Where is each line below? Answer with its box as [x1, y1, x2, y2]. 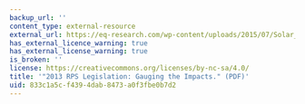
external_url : [9, 30, 64, 39]
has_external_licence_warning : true [9, 38, 148, 48]
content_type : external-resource [9, 22, 136, 31]
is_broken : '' [9, 55, 64, 64]
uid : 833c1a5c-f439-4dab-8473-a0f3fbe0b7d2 [9, 80, 177, 90]
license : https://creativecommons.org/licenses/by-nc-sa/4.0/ [9, 64, 250, 73]
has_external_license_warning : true [9, 47, 148, 56]
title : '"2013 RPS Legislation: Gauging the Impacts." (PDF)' [9, 72, 250, 81]
